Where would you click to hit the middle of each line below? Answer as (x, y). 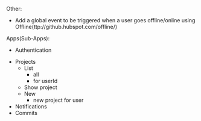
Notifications (31, 107)
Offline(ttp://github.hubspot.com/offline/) (66, 27)
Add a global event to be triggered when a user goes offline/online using (105, 20)
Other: (14, 9)
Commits (26, 113)
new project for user (58, 100)
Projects (25, 62)
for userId (45, 81)
